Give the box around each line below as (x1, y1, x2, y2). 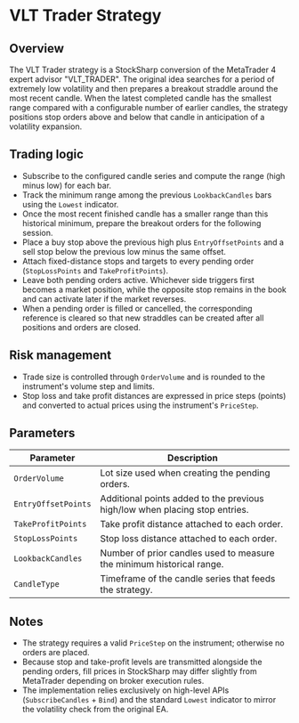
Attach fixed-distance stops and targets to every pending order (21, 256, 255, 266)
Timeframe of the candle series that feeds (100, 573, 276, 585)
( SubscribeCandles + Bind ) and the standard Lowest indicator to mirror (21, 695, 277, 705)
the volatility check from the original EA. (21, 704, 169, 715)
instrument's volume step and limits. (21, 380, 156, 392)
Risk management (9, 348, 112, 363)
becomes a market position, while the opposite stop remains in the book (21, 284, 287, 295)
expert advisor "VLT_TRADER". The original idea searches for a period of (9, 74, 275, 85)
